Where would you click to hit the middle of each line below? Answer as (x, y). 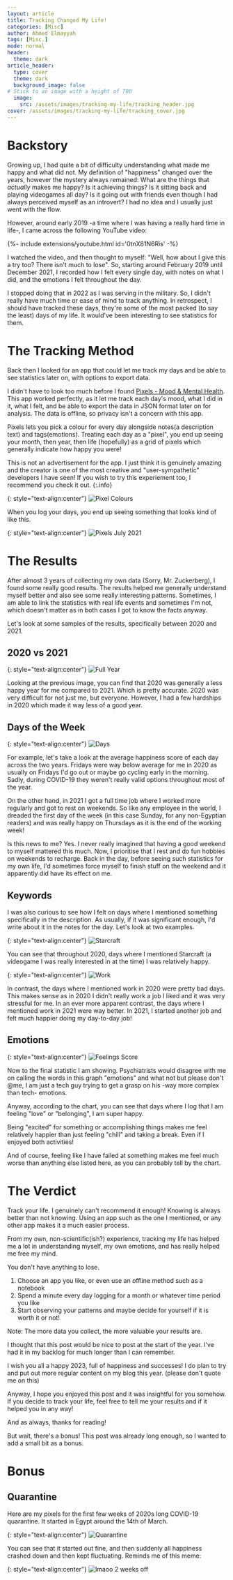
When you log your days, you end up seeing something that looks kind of (112, 512)
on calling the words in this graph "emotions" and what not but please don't (115, 1078)
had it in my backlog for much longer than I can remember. (91, 1352)
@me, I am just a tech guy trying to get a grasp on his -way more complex (113, 1085)
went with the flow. (34, 209)
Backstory (38, 145)
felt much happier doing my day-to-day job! (70, 1018)
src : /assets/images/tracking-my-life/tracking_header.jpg (107, 105)
